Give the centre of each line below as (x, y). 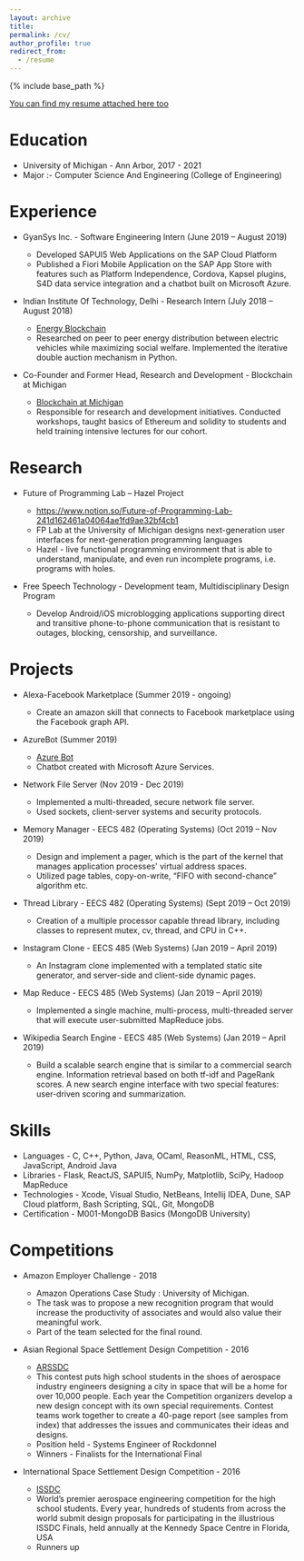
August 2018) (48, 311)
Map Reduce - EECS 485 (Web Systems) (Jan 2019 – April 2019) (142, 992)
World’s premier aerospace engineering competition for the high (156, 1498)
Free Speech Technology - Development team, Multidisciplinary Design (156, 586)
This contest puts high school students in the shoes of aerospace (158, 1377)
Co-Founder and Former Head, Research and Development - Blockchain (157, 374)
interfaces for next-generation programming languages (139, 539)
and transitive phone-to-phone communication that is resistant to (158, 622)
